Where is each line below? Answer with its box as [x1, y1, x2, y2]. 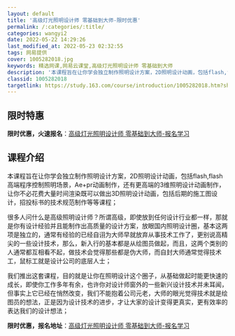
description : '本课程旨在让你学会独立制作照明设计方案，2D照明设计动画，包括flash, [7, 69, 227, 76]
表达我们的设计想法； [7, 306, 69, 315]
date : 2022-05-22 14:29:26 [7, 36, 86, 43]
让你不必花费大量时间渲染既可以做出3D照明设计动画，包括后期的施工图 [7, 189, 212, 197]
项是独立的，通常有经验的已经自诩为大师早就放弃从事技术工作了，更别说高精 [7, 230, 228, 239]
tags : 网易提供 [7, 50, 48, 57]
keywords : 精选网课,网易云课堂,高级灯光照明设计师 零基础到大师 [7, 62, 173, 69]
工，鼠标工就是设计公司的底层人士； [7, 256, 112, 265]
